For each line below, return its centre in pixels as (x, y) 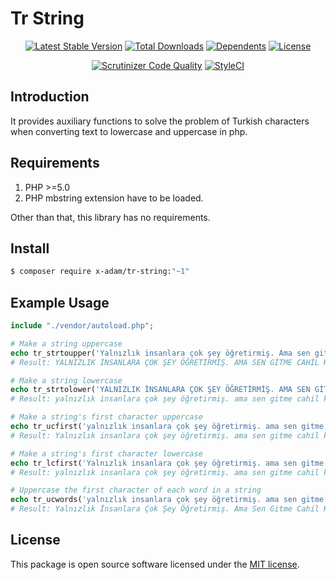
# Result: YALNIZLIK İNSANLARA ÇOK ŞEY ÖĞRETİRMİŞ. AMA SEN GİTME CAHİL (165, 362)
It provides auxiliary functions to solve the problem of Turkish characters (160, 121)
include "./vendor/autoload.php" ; (82, 326)
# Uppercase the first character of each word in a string (136, 490)
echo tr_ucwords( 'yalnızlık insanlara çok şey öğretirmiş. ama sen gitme (167, 500)
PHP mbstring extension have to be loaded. (114, 198)
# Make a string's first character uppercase (106, 417)
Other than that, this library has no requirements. (110, 217)
